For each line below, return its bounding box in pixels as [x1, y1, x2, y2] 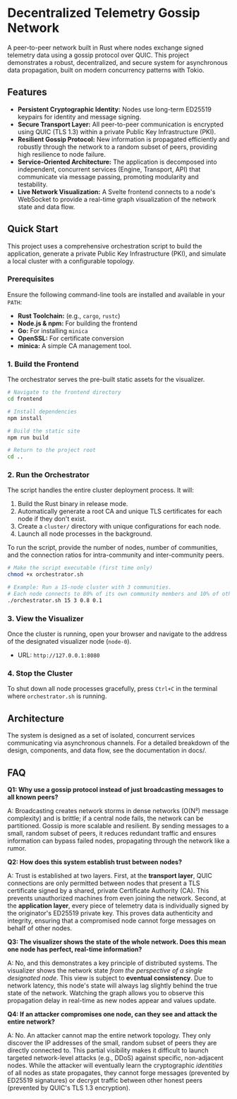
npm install [7, 414, 42, 421]
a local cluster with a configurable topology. [7, 256, 135, 265]
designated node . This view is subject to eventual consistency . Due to [7, 974, 214, 983]
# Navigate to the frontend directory [7, 389, 121, 396]
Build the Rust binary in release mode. [17, 500, 128, 508]
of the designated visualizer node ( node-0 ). [7, 637, 132, 646]
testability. [17, 180, 48, 188]
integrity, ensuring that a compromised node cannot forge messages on [7, 916, 217, 925]
